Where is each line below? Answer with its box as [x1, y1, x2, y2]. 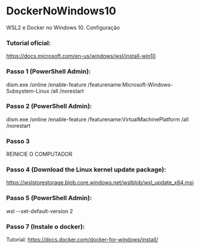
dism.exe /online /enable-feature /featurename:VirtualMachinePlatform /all [6, 115, 189, 123]
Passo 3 [6, 137, 30, 145]
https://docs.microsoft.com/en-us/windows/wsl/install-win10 [6, 53, 156, 60]
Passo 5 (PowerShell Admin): [6, 194, 93, 202]
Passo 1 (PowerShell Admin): [6, 67, 91, 76]
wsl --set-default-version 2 [6, 207, 73, 214]
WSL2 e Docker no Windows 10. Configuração [6, 24, 121, 31]
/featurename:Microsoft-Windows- [87, 81, 173, 88]
